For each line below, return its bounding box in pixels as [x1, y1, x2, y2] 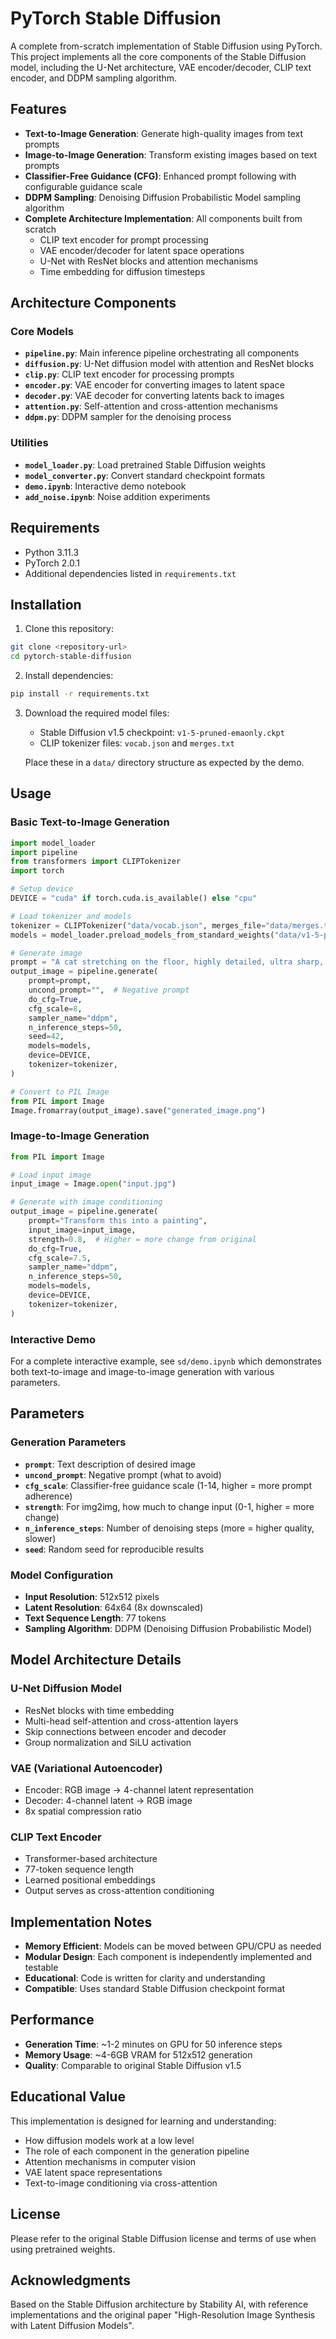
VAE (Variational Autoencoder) [10, 1761, 163, 1775]
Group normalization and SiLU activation [24, 1736, 192, 1748]
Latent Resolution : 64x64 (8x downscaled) [24, 1602, 204, 1613]
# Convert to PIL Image [10, 1087, 110, 1097]
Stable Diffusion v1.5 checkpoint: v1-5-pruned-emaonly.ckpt [39, 726, 285, 738]
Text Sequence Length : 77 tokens [24, 1612, 167, 1624]
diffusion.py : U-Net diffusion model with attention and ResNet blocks [24, 358, 315, 370]
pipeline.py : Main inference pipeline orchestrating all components [24, 347, 300, 359]
